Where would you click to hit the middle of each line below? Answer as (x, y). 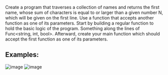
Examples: (22, 55)
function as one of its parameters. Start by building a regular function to (79, 23)
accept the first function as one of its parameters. (57, 39)
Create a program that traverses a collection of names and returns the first (82, 7)
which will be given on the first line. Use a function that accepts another (80, 18)
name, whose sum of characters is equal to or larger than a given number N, (84, 12)
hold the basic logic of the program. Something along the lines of (72, 28)
